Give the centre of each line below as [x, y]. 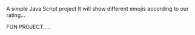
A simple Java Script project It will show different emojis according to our [97, 9]
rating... [16, 15]
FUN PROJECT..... [29, 27]
